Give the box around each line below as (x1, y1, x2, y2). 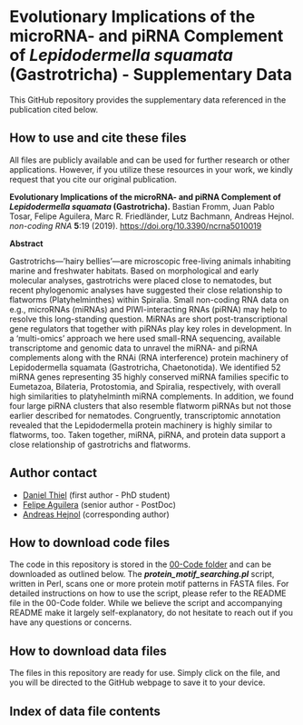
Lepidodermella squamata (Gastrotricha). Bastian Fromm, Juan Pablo (9, 201, 275, 212)
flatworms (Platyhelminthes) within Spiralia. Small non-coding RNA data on (9, 293, 289, 305)
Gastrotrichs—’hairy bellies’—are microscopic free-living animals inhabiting (9, 255, 291, 266)
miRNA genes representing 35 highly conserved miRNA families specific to (9, 371, 288, 382)
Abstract (9, 238, 44, 249)
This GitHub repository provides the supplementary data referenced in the (9, 94, 287, 105)
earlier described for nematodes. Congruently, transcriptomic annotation (9, 410, 281, 421)
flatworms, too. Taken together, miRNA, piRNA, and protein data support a (9, 429, 286, 440)
